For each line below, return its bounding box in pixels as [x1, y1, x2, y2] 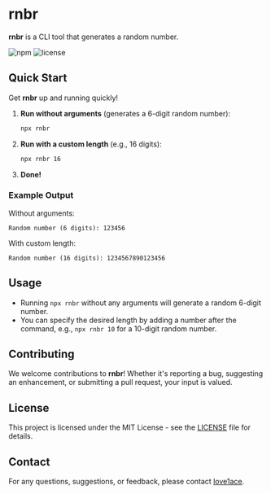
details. [8, 431, 33, 441]
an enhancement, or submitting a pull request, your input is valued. [8, 378, 234, 387]
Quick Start [8, 71, 68, 85]
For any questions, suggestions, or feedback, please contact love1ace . [8, 477, 245, 487]
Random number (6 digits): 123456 [8, 224, 126, 232]
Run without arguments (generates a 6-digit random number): [20, 108, 230, 118]
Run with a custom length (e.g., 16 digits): [20, 139, 163, 149]
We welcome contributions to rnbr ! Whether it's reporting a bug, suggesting [8, 369, 264, 378]
